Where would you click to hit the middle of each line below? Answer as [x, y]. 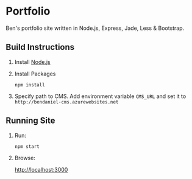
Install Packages [35, 74]
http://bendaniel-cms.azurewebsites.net [66, 102]
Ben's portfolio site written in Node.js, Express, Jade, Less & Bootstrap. [95, 28]
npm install [30, 85]
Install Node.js [32, 61]
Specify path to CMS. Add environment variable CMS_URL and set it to [100, 96]
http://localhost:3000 [41, 169]
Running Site [30, 121]
